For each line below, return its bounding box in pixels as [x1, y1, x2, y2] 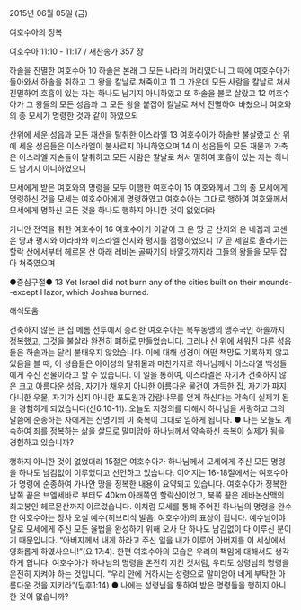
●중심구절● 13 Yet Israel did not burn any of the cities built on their [9, 277, 258, 287]
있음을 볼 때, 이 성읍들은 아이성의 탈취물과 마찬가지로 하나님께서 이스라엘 [9, 358, 263, 369]
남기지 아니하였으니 [18, 163, 87, 174]
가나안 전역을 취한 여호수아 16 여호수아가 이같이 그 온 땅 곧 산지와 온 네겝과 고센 [9, 224, 288, 234]
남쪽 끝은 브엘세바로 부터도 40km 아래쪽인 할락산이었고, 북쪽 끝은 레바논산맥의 [9, 489, 285, 500]
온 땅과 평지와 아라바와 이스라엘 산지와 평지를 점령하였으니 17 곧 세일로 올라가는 [9, 235, 288, 246]
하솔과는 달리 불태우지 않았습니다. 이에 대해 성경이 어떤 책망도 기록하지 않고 [25, 347, 290, 357]
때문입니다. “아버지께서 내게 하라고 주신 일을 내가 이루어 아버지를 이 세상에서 [18, 534, 286, 545]
